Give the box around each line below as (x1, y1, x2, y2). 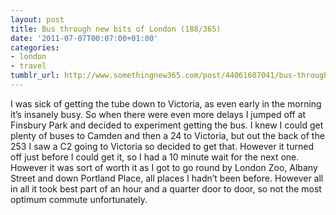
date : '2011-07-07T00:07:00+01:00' (10, 33, 159, 43)
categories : (10, 42, 60, 53)
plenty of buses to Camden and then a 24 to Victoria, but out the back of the (10, 129, 325, 141)
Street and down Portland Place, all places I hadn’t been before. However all (10, 172, 324, 184)
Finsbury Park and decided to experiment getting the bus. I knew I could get (10, 119, 324, 131)
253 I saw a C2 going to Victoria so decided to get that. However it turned (10, 140, 314, 152)
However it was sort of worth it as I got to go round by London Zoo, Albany (10, 161, 318, 173)
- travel (10, 61, 47, 71)
